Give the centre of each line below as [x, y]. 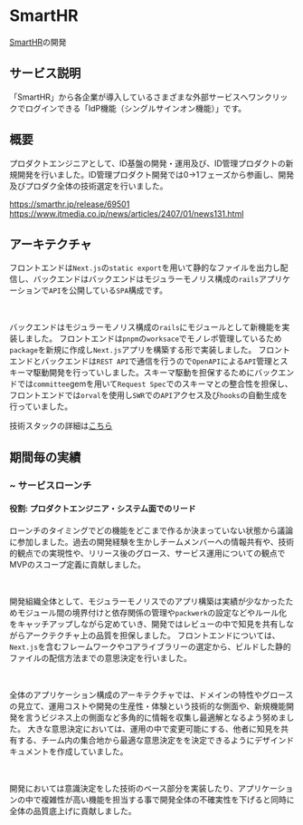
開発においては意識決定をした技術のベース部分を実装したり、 [124, 788]
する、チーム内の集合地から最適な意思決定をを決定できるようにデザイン [151, 740]
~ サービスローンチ [51, 485]
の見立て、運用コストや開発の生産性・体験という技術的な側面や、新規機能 [148, 706]
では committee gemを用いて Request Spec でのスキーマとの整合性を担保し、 [155, 384]
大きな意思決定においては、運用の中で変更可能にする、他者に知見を [154, 728]
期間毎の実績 [45, 457]
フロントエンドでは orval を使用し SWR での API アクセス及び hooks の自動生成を [148, 395]
